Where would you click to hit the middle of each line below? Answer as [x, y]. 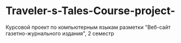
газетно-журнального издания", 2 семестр [60, 33]
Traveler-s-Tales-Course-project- [90, 11]
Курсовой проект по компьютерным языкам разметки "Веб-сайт [88, 27]
